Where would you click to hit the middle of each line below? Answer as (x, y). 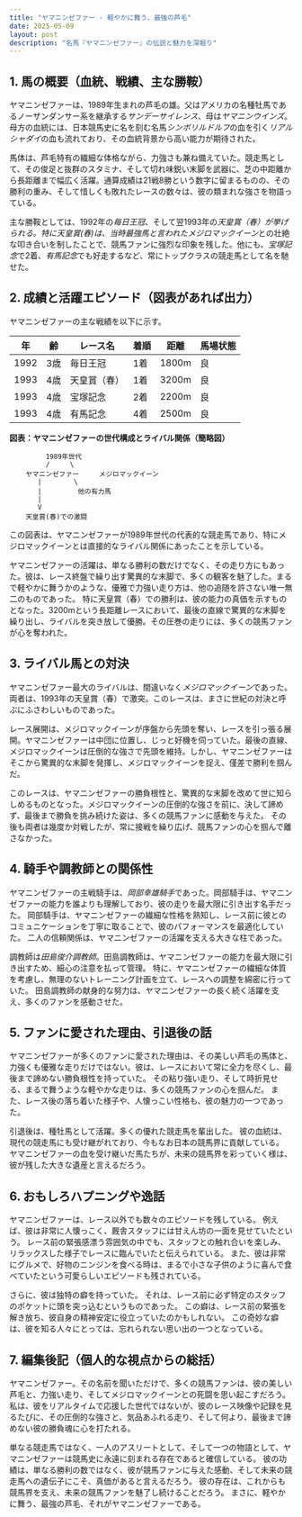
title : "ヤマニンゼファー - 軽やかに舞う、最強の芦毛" (100, 18)
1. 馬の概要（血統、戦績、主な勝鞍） (110, 81)
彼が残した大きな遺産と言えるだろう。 (80, 1165)
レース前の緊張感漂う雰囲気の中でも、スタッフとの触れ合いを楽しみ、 (156, 1242)
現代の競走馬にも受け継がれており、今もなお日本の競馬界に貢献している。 (147, 1142)
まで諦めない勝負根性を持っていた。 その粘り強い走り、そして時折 (140, 1079)
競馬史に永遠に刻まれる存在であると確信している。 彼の (175, 1458)
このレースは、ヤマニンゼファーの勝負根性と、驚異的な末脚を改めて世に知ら (151, 792)
